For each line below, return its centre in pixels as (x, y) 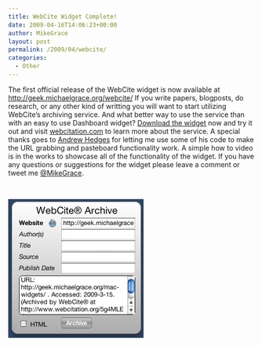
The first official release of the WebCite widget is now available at (114, 89)
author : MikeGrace (38, 33)
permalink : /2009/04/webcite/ (58, 50)
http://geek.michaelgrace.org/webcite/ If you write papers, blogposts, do (126, 97)
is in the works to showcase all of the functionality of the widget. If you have (131, 156)
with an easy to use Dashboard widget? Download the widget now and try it (130, 122)
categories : (27, 58)
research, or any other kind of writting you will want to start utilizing (117, 106)
